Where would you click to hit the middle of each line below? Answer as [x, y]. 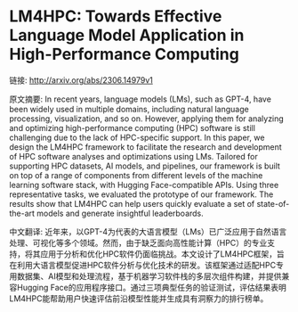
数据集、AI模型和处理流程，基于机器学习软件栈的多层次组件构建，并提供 [149, 276]
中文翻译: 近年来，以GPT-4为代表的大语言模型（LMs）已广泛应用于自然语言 [148, 231]
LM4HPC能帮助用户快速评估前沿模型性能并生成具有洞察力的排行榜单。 [139, 298]
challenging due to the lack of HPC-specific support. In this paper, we [137, 137]
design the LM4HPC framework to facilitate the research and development [145, 147]
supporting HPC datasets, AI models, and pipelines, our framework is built [145, 166]
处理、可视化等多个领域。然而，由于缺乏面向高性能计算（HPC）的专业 [138, 242]
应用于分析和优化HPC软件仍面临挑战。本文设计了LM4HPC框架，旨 [162, 254]
